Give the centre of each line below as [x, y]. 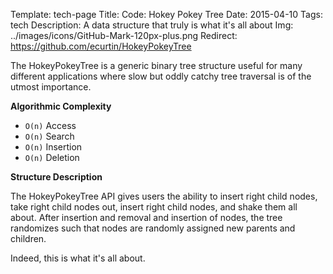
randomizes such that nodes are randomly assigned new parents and [153, 228]
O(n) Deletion [52, 157]
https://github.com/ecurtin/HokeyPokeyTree [101, 46]
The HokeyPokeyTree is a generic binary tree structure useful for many [156, 65]
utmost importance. [51, 87]
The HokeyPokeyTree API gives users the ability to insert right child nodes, [164, 196]
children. [28, 238]
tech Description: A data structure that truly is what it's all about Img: [152, 25]
